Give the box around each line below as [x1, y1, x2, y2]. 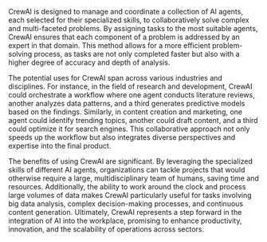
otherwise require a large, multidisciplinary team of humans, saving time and [8, 173, 259, 183]
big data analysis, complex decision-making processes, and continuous [8, 199, 244, 208]
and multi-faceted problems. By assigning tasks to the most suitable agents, [8, 24, 258, 33]
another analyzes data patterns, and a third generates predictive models [8, 99, 245, 108]
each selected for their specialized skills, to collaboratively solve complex [8, 15, 249, 25]
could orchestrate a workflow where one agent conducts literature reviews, [8, 90, 255, 99]
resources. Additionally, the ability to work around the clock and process [8, 182, 246, 191]
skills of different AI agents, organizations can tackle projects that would [8, 165, 245, 174]
